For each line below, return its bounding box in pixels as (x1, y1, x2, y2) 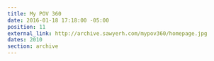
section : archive (7, 43, 59, 50)
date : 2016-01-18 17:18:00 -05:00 (7, 17, 110, 24)
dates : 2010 (7, 36, 43, 43)
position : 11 (7, 23, 46, 30)
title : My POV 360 (7, 10, 62, 18)
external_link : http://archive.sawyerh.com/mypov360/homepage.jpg (7, 29, 208, 37)
